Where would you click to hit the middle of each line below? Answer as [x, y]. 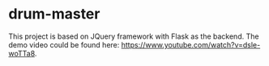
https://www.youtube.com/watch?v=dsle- [191, 44]
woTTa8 [21, 53]
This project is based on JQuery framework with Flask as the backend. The [134, 36]
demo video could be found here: [64, 44]
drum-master [54, 14]
